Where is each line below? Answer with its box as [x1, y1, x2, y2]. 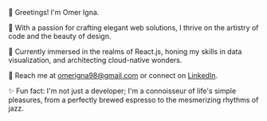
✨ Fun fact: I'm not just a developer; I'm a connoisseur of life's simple [8, 86, 237, 96]
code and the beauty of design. [8, 32, 112, 41]
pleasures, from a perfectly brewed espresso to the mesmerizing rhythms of [8, 96, 259, 104]
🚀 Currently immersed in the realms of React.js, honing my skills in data [8, 47, 242, 56]
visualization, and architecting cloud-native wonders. [8, 56, 183, 64]
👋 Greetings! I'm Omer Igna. [8, 8, 100, 17]
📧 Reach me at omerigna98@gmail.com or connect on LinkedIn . [8, 71, 218, 80]
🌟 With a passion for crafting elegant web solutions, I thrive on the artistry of [8, 23, 259, 32]
